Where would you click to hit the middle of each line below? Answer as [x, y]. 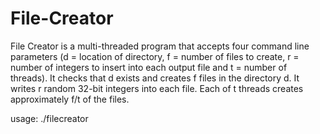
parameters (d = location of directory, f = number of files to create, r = [155, 56]
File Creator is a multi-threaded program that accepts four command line [160, 46]
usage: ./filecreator [49, 118]
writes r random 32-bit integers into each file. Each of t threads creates [157, 88]
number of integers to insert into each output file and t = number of [149, 67]
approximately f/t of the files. [70, 99]
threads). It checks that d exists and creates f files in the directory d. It [155, 78]
